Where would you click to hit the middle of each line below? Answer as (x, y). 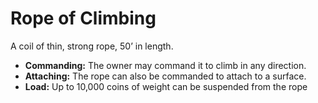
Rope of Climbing (83, 18)
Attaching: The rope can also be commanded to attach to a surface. (165, 76)
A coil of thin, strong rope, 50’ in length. (92, 46)
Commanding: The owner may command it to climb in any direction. (165, 65)
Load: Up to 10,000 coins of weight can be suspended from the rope (166, 86)
